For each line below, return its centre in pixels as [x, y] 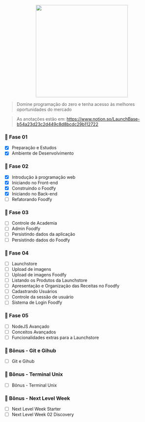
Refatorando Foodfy [32, 199]
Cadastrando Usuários [34, 292]
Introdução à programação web [43, 177]
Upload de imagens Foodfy [39, 275]
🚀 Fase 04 [17, 253]
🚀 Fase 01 [16, 137]
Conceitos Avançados [34, 332]
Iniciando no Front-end [35, 183]
